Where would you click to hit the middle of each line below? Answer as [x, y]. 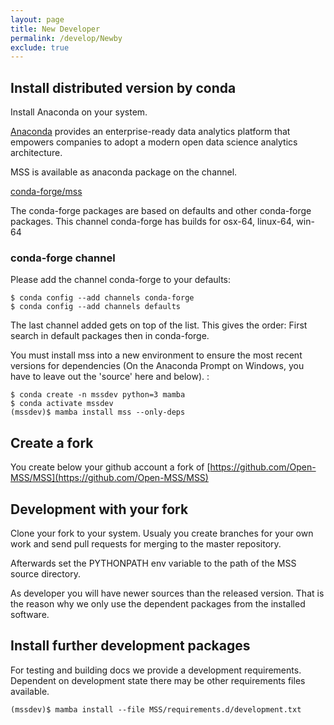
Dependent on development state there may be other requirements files [158, 680]
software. [30, 614]
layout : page [37, 19]
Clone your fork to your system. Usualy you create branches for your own [162, 533]
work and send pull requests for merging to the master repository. [146, 543]
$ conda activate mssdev [62, 404]
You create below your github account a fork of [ [110, 467]
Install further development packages [130, 646]
